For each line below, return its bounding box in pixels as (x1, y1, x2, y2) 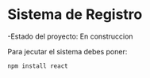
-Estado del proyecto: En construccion (7, 32, 133, 41)
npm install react (7, 61, 68, 70)
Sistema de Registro (7, 6, 143, 24)
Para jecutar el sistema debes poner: (7, 46, 128, 56)
